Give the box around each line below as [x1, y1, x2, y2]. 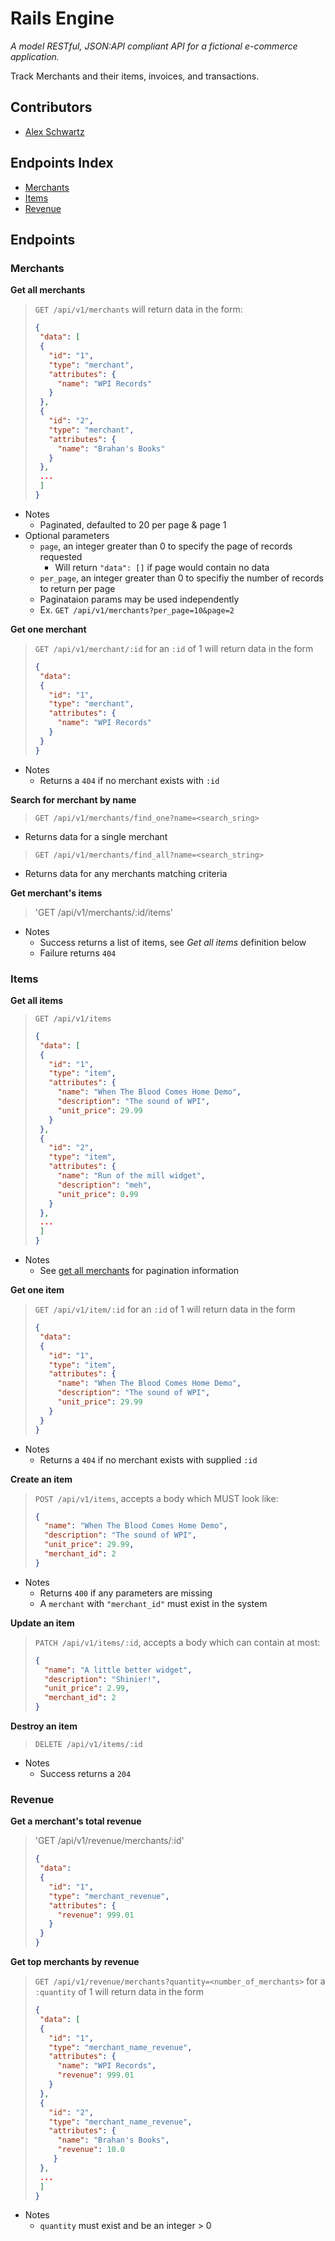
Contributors [10, 99, 93, 116]
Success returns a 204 [39, 1768, 132, 1780]
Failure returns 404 [39, 947, 117, 959]
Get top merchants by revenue [10, 1956, 140, 1968]
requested [39, 550, 83, 562]
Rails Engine [10, 7, 115, 30]
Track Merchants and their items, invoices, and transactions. [10, 70, 260, 82]
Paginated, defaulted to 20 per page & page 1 [39, 518, 227, 531]
